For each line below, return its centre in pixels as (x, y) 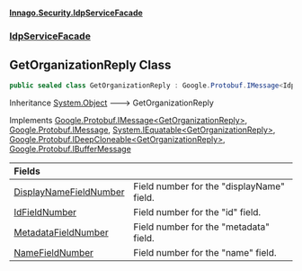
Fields (27, 171)
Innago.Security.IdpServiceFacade (76, 13)
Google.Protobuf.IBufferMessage (71, 149)
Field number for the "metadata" (202, 227)
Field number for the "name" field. (205, 253)
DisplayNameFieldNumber (69, 192)
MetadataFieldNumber (62, 232)
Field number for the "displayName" (209, 186)
